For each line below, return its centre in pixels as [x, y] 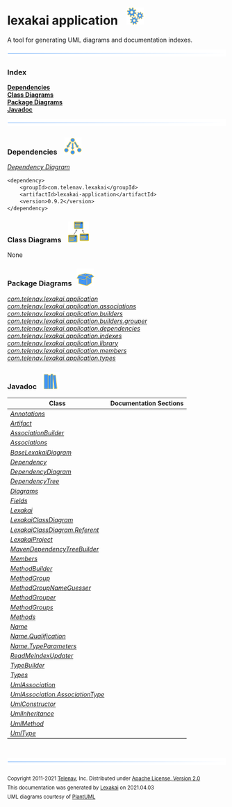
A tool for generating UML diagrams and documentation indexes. [100, 40]
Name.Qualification [38, 636]
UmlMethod [27, 723]
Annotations [27, 414]
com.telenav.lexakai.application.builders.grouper [77, 321]
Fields [19, 501]
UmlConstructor [33, 704]
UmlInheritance [32, 714]
